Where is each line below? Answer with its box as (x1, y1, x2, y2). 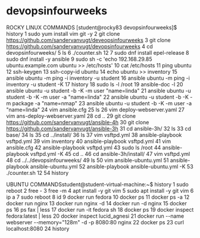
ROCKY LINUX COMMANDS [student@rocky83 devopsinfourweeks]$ (6, 24, 177, 31)
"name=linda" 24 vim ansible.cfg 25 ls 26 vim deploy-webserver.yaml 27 (6, 106, 185, 113)
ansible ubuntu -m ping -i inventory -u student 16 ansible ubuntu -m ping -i (6, 74, 190, 82)
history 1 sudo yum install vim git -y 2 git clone (6, 30, 120, 37)
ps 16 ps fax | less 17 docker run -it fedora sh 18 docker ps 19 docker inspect (6, 206, 194, 213)
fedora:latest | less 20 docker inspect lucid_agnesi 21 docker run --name (6, 212, 185, 220)
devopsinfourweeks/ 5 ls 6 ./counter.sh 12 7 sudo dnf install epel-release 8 (6, 49, 189, 56)
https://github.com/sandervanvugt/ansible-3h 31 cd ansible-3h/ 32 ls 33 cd (6, 125, 192, 132)
